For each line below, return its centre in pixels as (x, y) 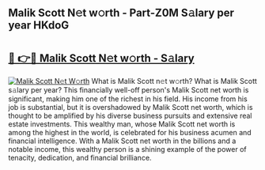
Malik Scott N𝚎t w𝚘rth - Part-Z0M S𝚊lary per (121, 13)
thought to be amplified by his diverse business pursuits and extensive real (130, 115)
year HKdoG (39, 26)
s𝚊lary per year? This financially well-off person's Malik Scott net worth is (129, 90)
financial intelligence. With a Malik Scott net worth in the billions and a (122, 141)
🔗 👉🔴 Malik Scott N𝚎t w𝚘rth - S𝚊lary (102, 58)
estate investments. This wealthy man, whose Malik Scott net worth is (122, 124)
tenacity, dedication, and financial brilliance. (80, 158)
